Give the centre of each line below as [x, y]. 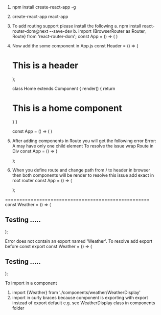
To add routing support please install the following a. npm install [77, 26]
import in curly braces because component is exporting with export [80, 297]
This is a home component [67, 108]
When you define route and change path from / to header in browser [81, 170]
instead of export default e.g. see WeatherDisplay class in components [84, 303]
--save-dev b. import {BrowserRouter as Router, [97, 31]
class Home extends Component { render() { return [64, 88]
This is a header [45, 66]
